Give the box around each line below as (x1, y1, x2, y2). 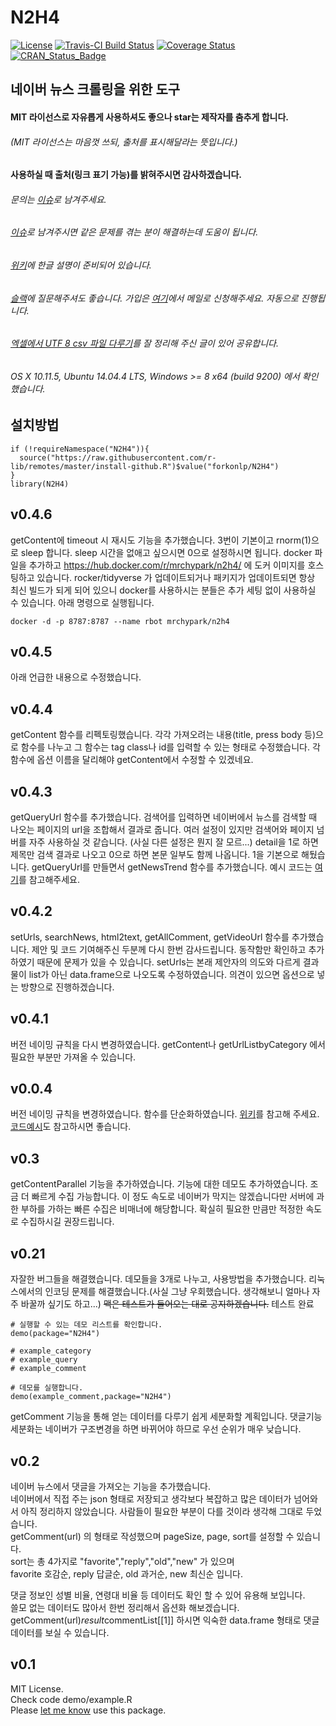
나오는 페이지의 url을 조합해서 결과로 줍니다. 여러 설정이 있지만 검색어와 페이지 (10, 824, 315, 836)
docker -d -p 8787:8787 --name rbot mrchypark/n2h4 (10, 616, 230, 626)
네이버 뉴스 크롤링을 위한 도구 (10, 81, 181, 98)
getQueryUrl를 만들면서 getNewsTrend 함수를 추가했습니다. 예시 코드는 (31, 861, 313, 873)
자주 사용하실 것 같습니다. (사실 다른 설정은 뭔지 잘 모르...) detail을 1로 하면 (28, 836, 319, 848)
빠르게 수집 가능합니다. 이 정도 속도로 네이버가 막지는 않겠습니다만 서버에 (31, 1191, 315, 1203)
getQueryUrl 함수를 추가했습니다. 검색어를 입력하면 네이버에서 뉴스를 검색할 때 (10, 811, 318, 823)
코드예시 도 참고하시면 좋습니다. (10, 1121, 132, 1133)
